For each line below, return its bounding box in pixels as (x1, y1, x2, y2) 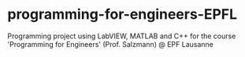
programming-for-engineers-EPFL (7, 5, 238, 23)
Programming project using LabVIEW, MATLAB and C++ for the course (7, 31, 236, 41)
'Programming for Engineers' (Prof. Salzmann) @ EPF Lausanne (7, 39, 213, 48)
